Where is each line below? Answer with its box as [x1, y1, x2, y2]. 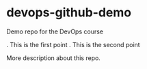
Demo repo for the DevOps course [6, 27, 104, 36]
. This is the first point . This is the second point [6, 40, 141, 49]
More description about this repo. [6, 53, 101, 62]
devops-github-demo [6, 5, 131, 20]
